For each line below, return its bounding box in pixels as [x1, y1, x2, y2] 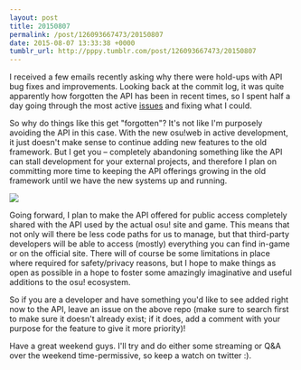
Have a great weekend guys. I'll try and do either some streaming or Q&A [9, 340, 282, 352]
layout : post [9, 13, 59, 23]
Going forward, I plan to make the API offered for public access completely [9, 209, 287, 221]
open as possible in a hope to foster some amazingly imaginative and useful [9, 267, 292, 278]
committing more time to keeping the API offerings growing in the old [9, 166, 267, 177]
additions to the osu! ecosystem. [9, 277, 131, 288]
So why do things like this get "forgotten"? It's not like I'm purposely [9, 118, 263, 129]
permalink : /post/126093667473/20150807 [9, 30, 165, 39]
